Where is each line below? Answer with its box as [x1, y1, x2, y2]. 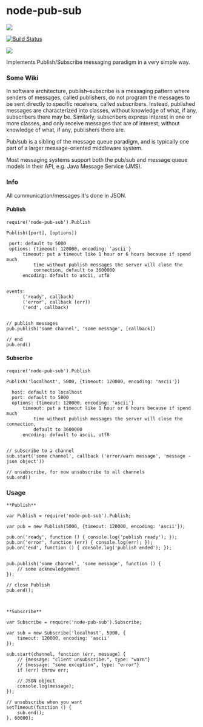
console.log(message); [17, 683, 75, 689]
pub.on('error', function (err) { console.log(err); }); [6, 540, 153, 546]
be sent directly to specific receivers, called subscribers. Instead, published [6, 100, 196, 108]
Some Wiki [6, 74, 39, 82]
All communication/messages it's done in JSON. [6, 192, 127, 199]
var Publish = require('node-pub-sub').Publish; [6, 513, 131, 519]
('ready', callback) [22, 293, 75, 300]
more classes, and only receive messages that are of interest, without [6, 120, 180, 127]
